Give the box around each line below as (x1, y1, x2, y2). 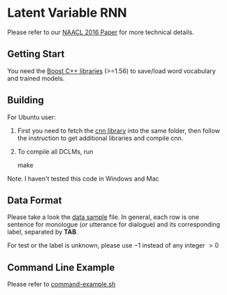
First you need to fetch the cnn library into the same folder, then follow (17, 126, 220, 135)
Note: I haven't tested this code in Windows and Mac (7, 174, 159, 183)
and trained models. (7, 74, 65, 82)
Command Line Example (7, 262, 115, 273)
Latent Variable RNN (7, 5, 127, 21)
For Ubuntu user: (7, 113, 56, 121)
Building (7, 94, 44, 106)
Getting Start (7, 48, 65, 60)
